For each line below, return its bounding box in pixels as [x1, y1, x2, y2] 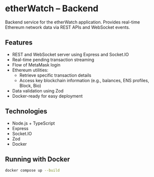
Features [5, 39, 33, 47]
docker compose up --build [5, 168, 60, 173]
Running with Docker [5, 155, 70, 163]
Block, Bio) [19, 83, 41, 88]
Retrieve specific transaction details [19, 72, 92, 78]
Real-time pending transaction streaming [12, 57, 95, 63]
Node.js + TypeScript [12, 120, 55, 126]
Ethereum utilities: [12, 67, 49, 73]
